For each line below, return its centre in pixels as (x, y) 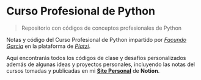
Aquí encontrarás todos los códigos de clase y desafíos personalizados (96, 58)
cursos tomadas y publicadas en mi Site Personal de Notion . (83, 70)
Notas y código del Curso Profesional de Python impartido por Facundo (97, 39)
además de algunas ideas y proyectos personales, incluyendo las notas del (101, 64)
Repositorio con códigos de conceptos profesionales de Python (101, 28)
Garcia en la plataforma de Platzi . (49, 46)
